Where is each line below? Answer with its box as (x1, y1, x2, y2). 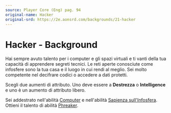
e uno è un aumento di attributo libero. (5, 87, 86, 93)
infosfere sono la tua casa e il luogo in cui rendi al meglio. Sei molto (5, 67, 147, 73)
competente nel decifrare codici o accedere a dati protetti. (5, 72, 128, 78)
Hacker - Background (5, 39, 98, 50)
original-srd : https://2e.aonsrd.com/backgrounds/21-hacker (5, 17, 136, 22)
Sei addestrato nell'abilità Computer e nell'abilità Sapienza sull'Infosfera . (5, 97, 158, 103)
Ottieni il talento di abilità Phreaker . (5, 102, 79, 108)
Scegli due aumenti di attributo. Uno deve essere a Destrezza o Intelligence (5, 82, 166, 88)
